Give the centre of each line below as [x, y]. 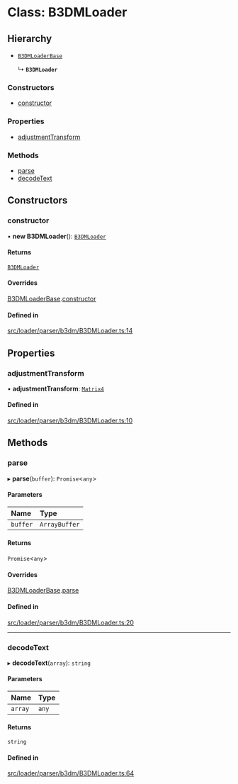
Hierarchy [30, 39]
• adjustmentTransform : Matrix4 [56, 388]
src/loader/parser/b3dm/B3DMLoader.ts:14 [70, 331]
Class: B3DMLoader [67, 12]
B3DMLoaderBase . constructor [52, 298]
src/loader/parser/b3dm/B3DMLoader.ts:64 [71, 773]
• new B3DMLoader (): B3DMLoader [57, 236]
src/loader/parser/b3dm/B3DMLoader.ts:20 [71, 622]
